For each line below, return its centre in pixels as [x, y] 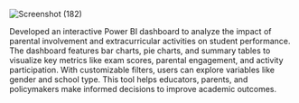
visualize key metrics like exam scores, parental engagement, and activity [146, 60]
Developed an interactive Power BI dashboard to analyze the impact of [140, 31]
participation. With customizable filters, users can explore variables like [142, 70]
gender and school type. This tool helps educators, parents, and [129, 80]
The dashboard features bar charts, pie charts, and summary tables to [140, 51]
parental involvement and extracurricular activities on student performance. [150, 41]
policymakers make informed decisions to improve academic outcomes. [143, 89]
